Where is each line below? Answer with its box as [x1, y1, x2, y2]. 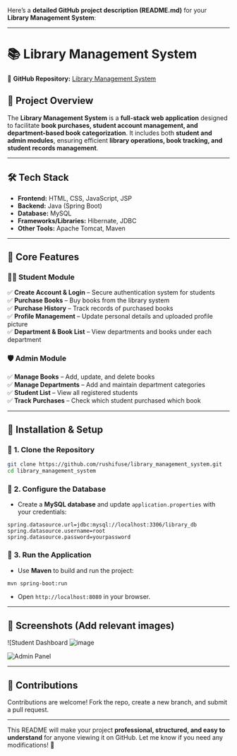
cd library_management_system [7, 468, 97, 475]
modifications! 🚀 [7, 741, 55, 750]
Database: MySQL [17, 208, 72, 218]
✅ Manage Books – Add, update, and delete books [7, 372, 155, 381]
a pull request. [7, 706, 49, 714]
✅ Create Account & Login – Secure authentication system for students [7, 288, 215, 297]
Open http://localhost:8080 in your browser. [17, 593, 150, 601]
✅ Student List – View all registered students [7, 388, 138, 396]
